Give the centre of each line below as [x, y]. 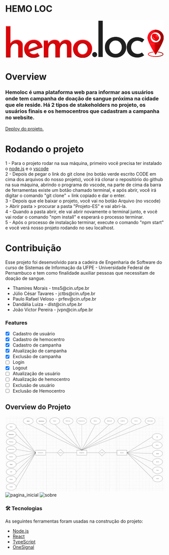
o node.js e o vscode [27, 168]
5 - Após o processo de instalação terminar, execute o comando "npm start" [84, 222]
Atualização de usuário [36, 374]
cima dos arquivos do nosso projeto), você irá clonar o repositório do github [84, 179]
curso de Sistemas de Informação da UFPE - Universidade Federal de [77, 267]
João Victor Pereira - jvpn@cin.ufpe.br [53, 310]
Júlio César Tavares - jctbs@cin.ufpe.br [54, 293]
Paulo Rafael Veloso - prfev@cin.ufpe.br [54, 298]
